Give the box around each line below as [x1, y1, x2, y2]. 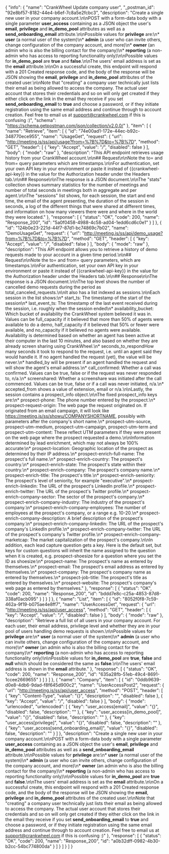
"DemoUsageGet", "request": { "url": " [5, 230, 85, 236]
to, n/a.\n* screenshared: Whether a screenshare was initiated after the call [5, 376, 162, 381]
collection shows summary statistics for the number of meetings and [5, 182, 148, 188]
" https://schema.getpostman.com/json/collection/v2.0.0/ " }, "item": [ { [5, 123, 151, 129]
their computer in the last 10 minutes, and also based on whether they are [5, 338, 158, 344]
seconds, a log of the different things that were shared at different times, [5, 204, 156, 209]
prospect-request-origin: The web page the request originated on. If [5, 402, 147, 408]
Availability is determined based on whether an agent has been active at [5, 333, 155, 338]
